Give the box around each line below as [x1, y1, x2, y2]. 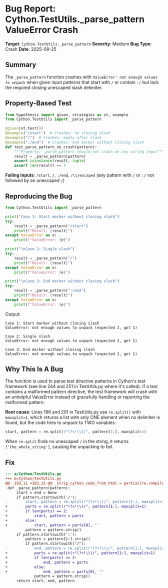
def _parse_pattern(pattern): [7, 485, 70, 490]
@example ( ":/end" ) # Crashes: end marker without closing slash [5, 139, 144, 145]
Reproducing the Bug [5, 192, 72, 200]
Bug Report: [5, 3, 56, 14]
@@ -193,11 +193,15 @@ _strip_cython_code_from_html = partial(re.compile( [5, 480, 166, 485]
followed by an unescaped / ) [5, 177, 65, 183]
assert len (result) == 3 [14, 163, 66, 168]
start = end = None [16, 490, 57, 495]
